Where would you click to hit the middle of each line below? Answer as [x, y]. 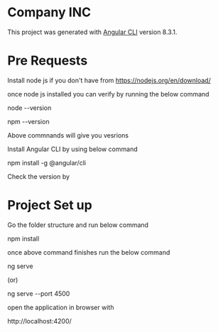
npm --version [28, 121]
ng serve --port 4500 [39, 293]
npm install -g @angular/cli [47, 162]
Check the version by [38, 176]
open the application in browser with [61, 307]
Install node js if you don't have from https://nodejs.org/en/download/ [109, 80]
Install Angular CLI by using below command [72, 149]
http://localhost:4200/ [40, 321]
